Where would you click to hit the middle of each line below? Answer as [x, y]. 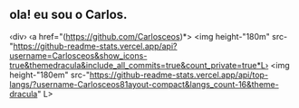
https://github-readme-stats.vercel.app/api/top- [179, 75]
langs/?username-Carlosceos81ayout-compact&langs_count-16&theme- [144, 84]
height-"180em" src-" [50, 75]
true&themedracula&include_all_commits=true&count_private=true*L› [139, 65]
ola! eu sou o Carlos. [68, 15]
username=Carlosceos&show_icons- [78, 55]
